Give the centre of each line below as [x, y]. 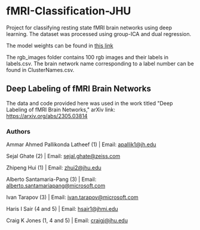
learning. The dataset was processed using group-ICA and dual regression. [99, 34]
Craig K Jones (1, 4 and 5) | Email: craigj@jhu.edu [67, 220]
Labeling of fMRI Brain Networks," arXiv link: [61, 110]
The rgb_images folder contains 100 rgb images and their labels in [87, 57]
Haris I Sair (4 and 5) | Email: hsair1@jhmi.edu [62, 209]
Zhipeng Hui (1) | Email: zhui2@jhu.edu [54, 168]
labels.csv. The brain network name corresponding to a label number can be [100, 63]
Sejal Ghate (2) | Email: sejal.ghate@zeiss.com [63, 156]
